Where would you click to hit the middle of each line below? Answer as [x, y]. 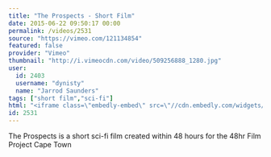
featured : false [35, 46]
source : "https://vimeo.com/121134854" [75, 38]
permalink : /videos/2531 [50, 31]
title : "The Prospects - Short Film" [72, 16]
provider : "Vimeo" [39, 53]
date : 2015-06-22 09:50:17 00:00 [65, 23]
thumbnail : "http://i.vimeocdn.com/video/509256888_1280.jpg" [115, 61]
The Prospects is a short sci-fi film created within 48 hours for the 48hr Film [135, 136]
